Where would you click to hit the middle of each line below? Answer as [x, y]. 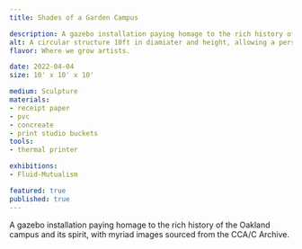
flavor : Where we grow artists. [70, 50]
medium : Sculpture [44, 92]
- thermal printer [44, 150]
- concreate [31, 125]
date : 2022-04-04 [42, 67]
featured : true [38, 191]
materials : [30, 100]
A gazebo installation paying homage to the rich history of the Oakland [140, 225]
